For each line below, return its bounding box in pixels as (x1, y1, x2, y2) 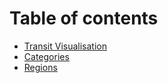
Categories (23, 50, 70, 62)
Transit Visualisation (23, 40, 107, 52)
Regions (23, 61, 58, 73)
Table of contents (9, 7, 159, 30)
